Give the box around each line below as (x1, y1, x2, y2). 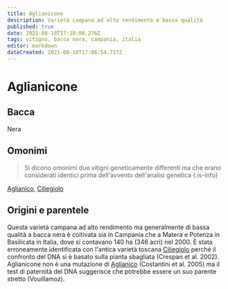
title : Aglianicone (7, 10, 64, 17)
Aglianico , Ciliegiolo (7, 184, 64, 192)
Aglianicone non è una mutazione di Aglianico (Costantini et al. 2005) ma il (7, 260, 220, 268)
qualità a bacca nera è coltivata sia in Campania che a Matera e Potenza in (7, 230, 220, 238)
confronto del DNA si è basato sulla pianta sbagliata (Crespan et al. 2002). (7, 252, 220, 261)
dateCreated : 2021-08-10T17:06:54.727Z (7, 49, 123, 56)
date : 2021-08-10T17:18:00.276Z (7, 29, 100, 37)
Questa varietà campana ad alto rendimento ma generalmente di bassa (7, 223, 210, 231)
